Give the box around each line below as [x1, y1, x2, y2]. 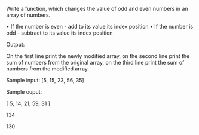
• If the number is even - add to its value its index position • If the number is [6, 23, 193, 30]
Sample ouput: [6, 88, 42, 95]
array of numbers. [6, 11, 51, 19]
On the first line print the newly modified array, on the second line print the [6, 53, 190, 59]
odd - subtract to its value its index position [6, 29, 113, 36]
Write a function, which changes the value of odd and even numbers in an [6, 5, 188, 12]
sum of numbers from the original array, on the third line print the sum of [6, 59, 185, 66]
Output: [6, 41, 25, 48]
